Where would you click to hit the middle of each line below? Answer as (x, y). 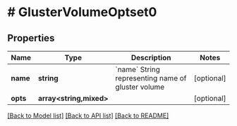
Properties (31, 38)
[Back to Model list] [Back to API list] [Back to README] (88, 115)
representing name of (151, 78)
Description (151, 58)
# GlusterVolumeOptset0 (82, 12)
